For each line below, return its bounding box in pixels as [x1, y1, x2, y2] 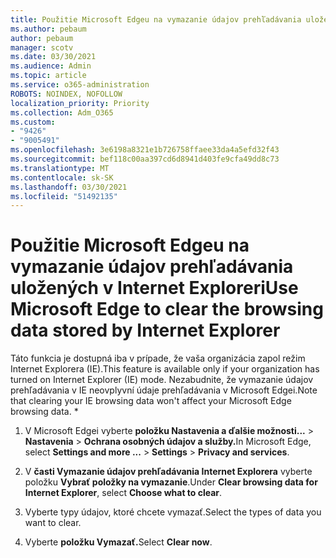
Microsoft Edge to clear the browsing [10, 298, 324, 321]
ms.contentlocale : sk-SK [10, 172, 114, 183]
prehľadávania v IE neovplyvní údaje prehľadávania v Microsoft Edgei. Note [10, 384, 318, 396]
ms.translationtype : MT [10, 163, 110, 173]
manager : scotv [10, 42, 74, 53]
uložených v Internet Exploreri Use [10, 277, 299, 300]
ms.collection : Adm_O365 [10, 107, 114, 118]
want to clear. [24, 517, 82, 529]
